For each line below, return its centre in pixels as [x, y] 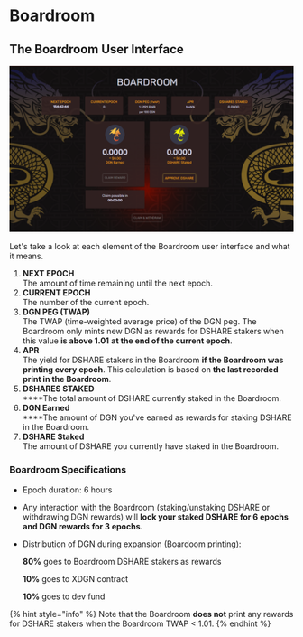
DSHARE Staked [53, 437]
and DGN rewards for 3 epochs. [83, 526]
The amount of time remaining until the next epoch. [118, 283]
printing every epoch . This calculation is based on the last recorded [150, 370]
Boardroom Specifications [68, 470]
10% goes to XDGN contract [75, 578]
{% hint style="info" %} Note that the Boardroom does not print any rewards [151, 614]
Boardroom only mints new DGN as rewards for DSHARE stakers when [153, 332]
